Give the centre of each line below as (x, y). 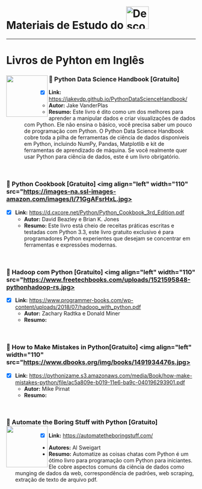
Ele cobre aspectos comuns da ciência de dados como (117, 467)
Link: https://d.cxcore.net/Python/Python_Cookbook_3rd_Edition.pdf (99, 212)
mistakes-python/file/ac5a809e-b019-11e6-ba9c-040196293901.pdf (100, 382)
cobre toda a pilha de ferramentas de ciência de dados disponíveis (106, 137)
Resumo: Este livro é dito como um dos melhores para (116, 112)
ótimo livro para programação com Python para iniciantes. (121, 460)
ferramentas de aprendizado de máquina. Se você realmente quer (106, 150)
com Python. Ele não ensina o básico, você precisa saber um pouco (108, 125)
